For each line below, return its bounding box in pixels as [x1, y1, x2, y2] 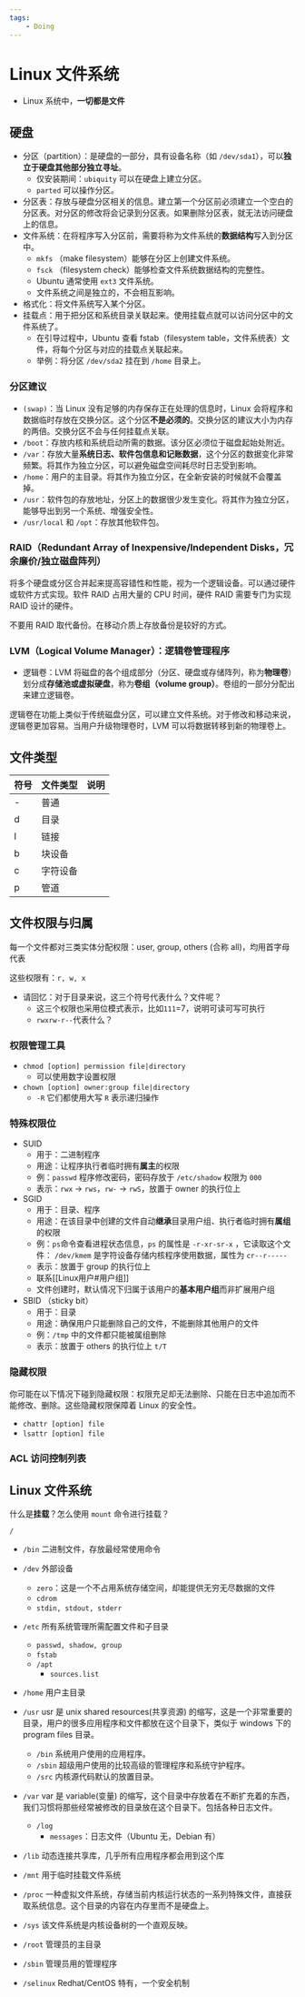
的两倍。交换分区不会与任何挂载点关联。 [22, 425, 174, 437]
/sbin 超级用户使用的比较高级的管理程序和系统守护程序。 [35, 1760, 251, 1770]
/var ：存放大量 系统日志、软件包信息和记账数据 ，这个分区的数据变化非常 [22, 448, 294, 459]
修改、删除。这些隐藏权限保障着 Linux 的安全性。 [16, 1399, 202, 1410]
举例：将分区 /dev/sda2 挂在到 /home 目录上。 [35, 356, 206, 367]
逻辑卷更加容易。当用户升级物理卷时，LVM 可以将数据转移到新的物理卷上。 [9, 721, 291, 731]
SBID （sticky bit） [22, 1296, 93, 1306]
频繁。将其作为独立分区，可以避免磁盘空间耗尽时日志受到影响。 [22, 459, 261, 470]
